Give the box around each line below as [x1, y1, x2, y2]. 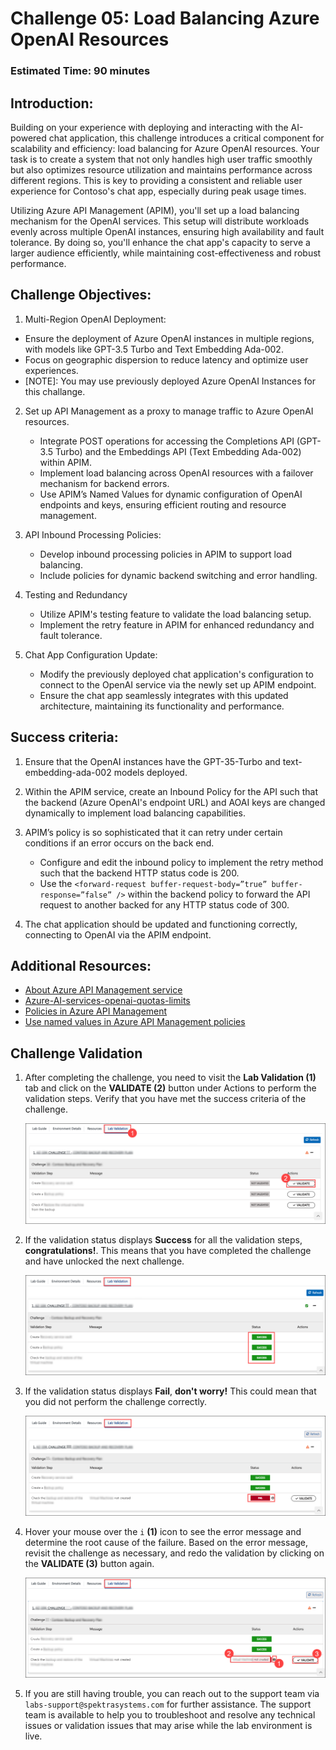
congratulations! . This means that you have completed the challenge [24, 1245, 312, 1257]
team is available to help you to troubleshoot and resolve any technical [24, 1709, 316, 1721]
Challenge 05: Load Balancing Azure [10, 7, 320, 30]
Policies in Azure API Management [24, 1005, 168, 1017]
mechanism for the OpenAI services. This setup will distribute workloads [10, 215, 310, 227]
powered [10, 132, 47, 144]
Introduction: [10, 95, 94, 112]
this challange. [24, 385, 86, 397]
